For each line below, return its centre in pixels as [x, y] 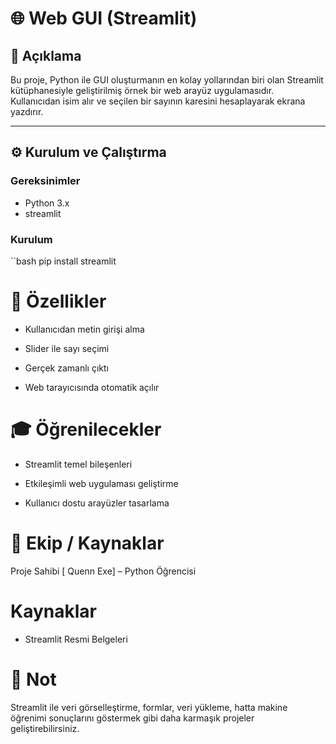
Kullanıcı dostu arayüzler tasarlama [97, 503]
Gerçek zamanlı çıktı [66, 368]
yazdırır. [27, 111]
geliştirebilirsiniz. [45, 728]
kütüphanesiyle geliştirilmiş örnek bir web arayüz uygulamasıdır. [142, 90]
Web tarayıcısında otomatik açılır [92, 387]
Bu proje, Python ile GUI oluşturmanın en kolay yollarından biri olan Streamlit [167, 80]
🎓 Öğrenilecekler [86, 429]
